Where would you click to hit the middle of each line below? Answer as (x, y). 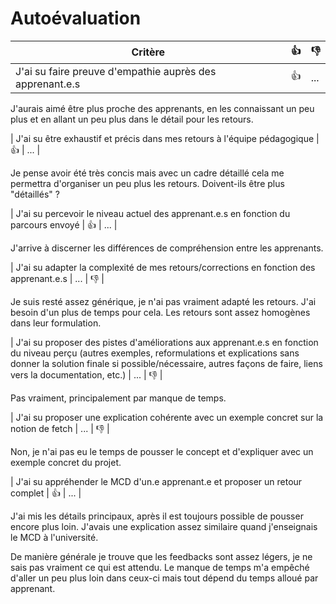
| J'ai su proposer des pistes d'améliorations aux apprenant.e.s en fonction (164, 342)
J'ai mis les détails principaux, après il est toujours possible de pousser (157, 516)
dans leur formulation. (56, 323)
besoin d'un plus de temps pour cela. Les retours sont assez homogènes (160, 312)
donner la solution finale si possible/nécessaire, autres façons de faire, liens (166, 363)
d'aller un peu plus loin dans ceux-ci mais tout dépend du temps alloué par (164, 578)
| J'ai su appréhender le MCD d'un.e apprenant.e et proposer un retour (156, 481)
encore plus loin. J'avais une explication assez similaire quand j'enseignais (164, 526)
